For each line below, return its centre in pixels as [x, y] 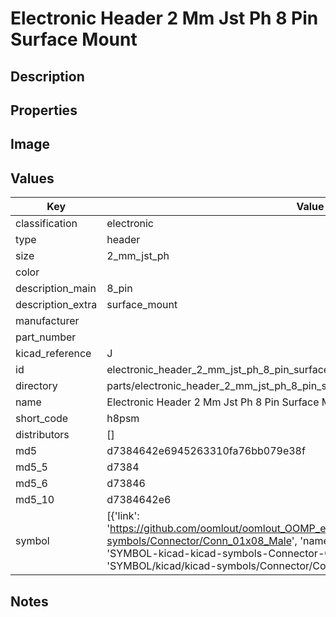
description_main [56, 289]
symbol [32, 541]
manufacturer [47, 321]
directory [36, 386]
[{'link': [123, 516]
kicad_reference [53, 354]
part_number [46, 337]
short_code [42, 419]
